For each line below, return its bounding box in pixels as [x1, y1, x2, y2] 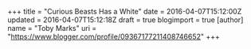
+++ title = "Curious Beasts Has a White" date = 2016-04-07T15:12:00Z [7, 7, 242, 16]
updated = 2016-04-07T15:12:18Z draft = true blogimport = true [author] [7, 15, 244, 24]
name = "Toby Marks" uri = [7, 24, 97, 32]
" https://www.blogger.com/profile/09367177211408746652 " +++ [7, 32, 221, 41]
